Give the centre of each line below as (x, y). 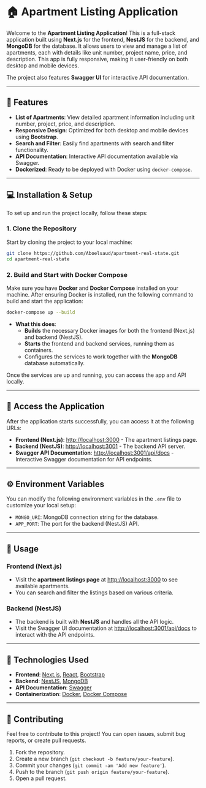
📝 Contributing (35, 719)
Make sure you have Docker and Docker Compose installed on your (93, 288)
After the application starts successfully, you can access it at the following (100, 421)
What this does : (36, 324)
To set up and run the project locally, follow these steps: (77, 213)
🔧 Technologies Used (48, 660)
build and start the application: (45, 301)
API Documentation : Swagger (53, 688)
